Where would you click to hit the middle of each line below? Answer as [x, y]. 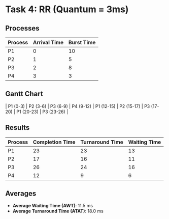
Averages [21, 194]
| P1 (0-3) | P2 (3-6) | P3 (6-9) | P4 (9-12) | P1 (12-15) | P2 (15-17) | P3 [78, 106]
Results [18, 128]
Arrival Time [48, 43]
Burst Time [82, 43]
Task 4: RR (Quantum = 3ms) [67, 9]
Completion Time [54, 142]
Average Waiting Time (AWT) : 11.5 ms [53, 206]
